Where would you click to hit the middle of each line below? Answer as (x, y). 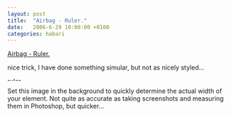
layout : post (27, 14)
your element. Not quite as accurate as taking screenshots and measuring (116, 99)
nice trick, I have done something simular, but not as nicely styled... (106, 67)
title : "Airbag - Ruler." (47, 21)
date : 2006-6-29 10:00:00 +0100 (59, 27)
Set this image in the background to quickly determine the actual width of (115, 91)
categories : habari (36, 34)
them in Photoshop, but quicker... (56, 106)
